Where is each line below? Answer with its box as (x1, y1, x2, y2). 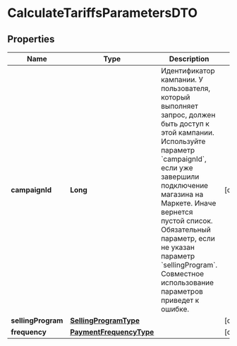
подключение (161, 181, 209, 190)
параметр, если (161, 234, 215, 243)
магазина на (161, 189, 204, 199)
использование (161, 278, 214, 287)
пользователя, (161, 83, 210, 93)
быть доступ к (161, 119, 210, 129)
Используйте (161, 136, 206, 146)
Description (169, 54, 209, 64)
